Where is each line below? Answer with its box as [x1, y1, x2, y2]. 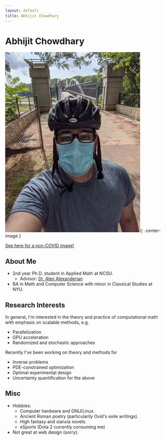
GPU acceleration [12, 335, 49, 341]
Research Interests [5, 301, 65, 309]
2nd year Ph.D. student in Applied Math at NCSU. [12, 270, 113, 277]
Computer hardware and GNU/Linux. [19, 408, 95, 414]
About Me [5, 257, 36, 266]
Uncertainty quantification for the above [12, 375, 95, 381]
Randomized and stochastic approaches [12, 340, 96, 346]
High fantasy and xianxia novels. [19, 419, 87, 425]
